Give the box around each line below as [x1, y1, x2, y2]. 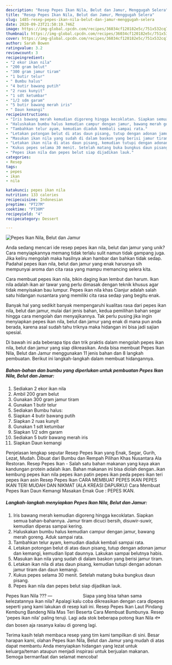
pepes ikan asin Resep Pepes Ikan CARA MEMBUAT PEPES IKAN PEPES [6, 477, 157, 483]
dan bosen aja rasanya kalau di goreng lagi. [6, 622, 97, 628]
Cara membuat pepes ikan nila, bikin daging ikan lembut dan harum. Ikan [6, 276, 159, 282]
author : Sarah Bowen [6, 41, 50, 46]
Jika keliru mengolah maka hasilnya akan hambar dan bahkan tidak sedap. [6, 255, 162, 262]
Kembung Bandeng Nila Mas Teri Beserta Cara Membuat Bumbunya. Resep [6, 609, 164, 615]
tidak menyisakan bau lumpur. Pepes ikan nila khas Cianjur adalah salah [6, 287, 157, 293]
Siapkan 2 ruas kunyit [13, 418, 59, 424]
